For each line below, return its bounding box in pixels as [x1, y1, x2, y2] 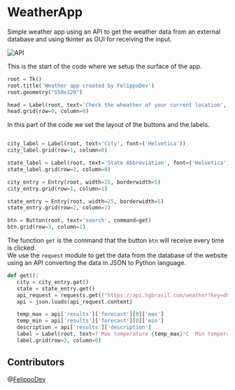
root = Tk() [7, 75, 42, 83]
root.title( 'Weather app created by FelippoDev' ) [7, 82, 155, 89]
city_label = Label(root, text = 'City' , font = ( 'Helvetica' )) [7, 140, 187, 147]
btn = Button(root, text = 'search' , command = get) [7, 217, 152, 224]
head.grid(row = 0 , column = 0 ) [7, 108, 90, 115]
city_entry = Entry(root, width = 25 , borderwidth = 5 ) [7, 178, 161, 186]
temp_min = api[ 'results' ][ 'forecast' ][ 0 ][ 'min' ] [16, 317, 164, 325]
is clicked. [7, 243, 36, 253]
